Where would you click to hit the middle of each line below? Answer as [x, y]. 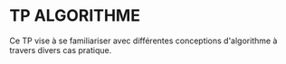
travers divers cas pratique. [61, 50]
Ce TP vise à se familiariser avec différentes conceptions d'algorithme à [143, 41]
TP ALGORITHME [75, 16]
